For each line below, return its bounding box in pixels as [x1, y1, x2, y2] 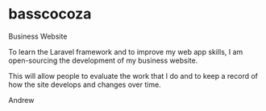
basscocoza [8, 5, 92, 23]
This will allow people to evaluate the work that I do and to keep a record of [8, 71, 259, 80]
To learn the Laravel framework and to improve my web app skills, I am [8, 47, 243, 56]
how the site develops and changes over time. [8, 80, 161, 89]
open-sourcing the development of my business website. [8, 55, 198, 65]
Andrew [8, 95, 35, 105]
